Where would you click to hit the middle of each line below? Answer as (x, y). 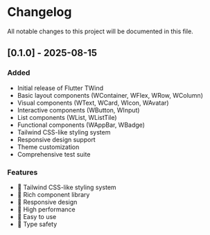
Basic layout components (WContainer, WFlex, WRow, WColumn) (110, 95)
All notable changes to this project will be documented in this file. (100, 31)
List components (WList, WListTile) (67, 117)
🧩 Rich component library (53, 194)
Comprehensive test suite (54, 154)
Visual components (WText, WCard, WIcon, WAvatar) (93, 103)
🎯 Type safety (37, 224)
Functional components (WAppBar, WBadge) (81, 125)
